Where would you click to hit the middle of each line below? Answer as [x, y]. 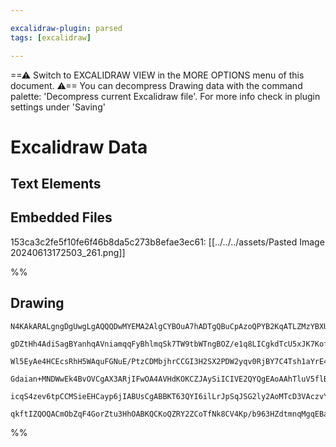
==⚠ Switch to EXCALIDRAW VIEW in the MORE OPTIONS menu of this [157, 75]
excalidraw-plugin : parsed [66, 28]
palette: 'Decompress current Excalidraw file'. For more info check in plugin [165, 96]
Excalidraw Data [79, 147]
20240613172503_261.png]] [68, 252]
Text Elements [56, 184]
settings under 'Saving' [58, 107]
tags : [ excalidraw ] [51, 37]
